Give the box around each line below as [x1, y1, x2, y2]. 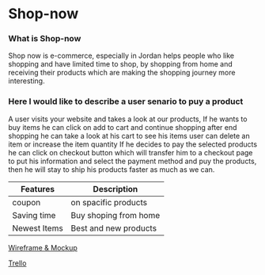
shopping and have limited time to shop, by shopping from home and [8, 59, 233, 69]
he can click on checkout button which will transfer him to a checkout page [8, 147, 253, 157]
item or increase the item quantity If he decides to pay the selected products [8, 139, 258, 149]
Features [21, 183, 55, 194]
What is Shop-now [8, 33, 81, 44]
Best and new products [70, 223, 157, 234]
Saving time [12, 209, 56, 220]
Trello [8, 258, 27, 268]
